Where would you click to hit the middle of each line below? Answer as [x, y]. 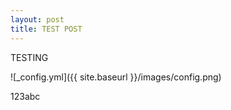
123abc [25, 96]
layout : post [37, 19]
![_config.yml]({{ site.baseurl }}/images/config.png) [116, 77]
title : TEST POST [46, 29]
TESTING [29, 57]
